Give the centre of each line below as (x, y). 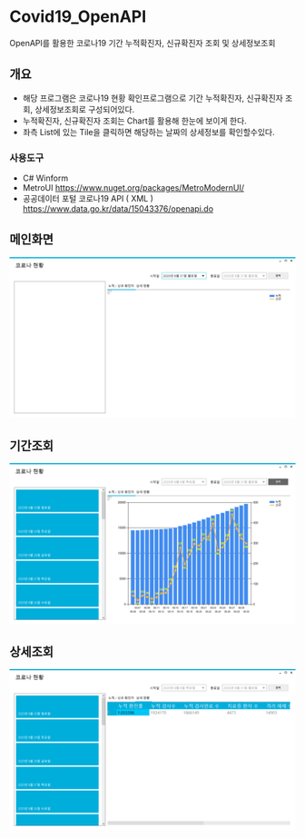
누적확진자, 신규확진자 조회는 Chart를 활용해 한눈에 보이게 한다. (134, 121)
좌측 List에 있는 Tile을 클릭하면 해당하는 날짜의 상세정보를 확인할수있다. (148, 132)
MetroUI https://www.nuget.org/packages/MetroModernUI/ (133, 188)
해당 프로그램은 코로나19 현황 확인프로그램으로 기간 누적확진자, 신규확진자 (152, 98)
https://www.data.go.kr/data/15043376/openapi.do (118, 209)
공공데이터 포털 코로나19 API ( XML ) (88, 199)
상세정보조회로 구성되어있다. (85, 109)
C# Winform (45, 178)
